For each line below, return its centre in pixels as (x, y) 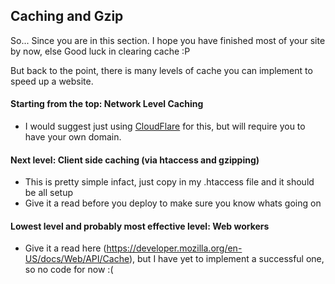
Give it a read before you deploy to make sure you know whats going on (173, 203)
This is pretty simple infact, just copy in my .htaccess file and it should (169, 182)
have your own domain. (73, 137)
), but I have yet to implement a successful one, (226, 259)
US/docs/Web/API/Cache (77, 259)
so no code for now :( (69, 270)
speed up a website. (52, 81)
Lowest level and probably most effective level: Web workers (140, 226)
